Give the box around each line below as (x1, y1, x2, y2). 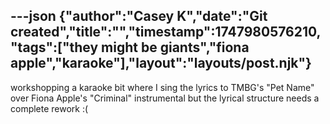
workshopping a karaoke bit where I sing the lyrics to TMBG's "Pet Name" (10, 81, 315, 93)
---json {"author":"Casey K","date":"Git (10, 8, 268, 25)
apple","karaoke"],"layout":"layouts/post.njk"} (10, 55, 312, 72)
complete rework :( (10, 102, 89, 114)
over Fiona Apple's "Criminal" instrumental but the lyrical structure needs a (10, 92, 320, 104)
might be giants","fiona (101, 39, 250, 56)
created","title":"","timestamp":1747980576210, (10, 24, 322, 41)
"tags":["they (10, 39, 99, 56)
